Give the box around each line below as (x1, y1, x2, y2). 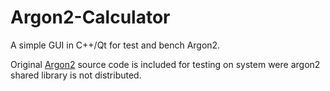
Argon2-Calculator (10, 6, 171, 29)
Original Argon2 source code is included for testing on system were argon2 (10, 58, 321, 70)
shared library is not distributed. (10, 69, 142, 81)
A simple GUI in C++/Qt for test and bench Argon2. (10, 39, 221, 51)
